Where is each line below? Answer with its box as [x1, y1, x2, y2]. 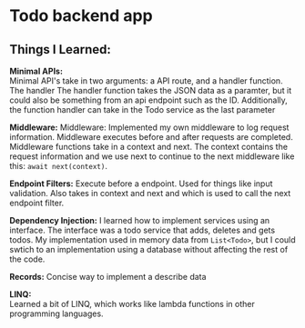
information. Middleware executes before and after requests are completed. [9, 132, 293, 142]
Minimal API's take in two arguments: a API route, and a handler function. [9, 75, 284, 86]
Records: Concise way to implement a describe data [9, 272, 207, 282]
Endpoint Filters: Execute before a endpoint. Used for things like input [9, 178, 273, 189]
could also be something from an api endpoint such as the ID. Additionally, [9, 94, 289, 105]
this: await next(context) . [9, 161, 107, 171]
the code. [9, 253, 46, 264]
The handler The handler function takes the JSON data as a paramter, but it [9, 85, 292, 95]
